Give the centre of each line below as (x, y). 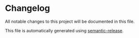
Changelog (28, 8)
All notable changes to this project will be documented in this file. (70, 21)
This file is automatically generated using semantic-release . (64, 30)
